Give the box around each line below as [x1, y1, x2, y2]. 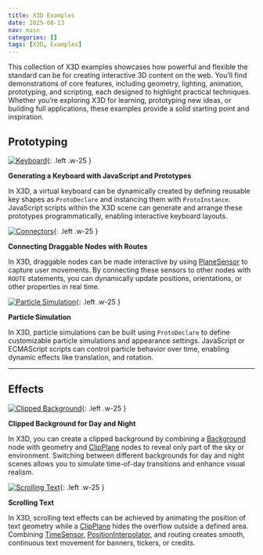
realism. [8, 467, 34, 476]
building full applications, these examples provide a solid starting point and [8, 104, 250, 114]
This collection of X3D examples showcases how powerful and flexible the [8, 62, 248, 71]
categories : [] [8, 33, 58, 42]
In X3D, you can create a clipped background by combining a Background [8, 433, 247, 444]
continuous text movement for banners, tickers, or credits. [8, 538, 196, 547]
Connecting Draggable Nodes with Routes [8, 241, 148, 251]
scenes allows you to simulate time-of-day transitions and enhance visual [8, 458, 245, 468]
